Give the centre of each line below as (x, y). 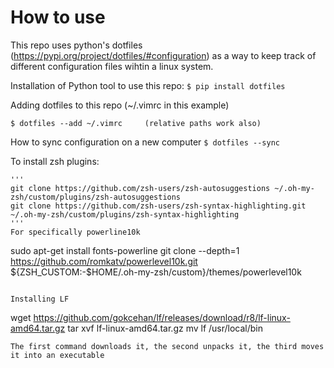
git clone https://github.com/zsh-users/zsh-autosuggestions (140, 188)
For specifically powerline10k (75, 232)
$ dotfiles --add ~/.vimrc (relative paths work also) (136, 123)
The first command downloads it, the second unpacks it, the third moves (167, 346)
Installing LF (40, 299)
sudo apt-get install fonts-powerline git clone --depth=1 (125, 250)
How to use (58, 17)
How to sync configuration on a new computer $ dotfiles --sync (145, 142)
